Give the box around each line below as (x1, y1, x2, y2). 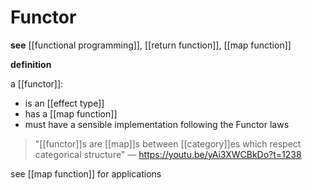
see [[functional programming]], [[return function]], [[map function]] (10, 39, 292, 51)
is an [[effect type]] (24, 97, 105, 109)
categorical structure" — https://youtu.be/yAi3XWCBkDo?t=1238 (34, 148, 302, 160)
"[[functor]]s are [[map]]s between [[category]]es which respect (34, 137, 302, 150)
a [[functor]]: (10, 77, 64, 90)
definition (10, 58, 52, 70)
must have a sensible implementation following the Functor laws (24, 118, 290, 130)
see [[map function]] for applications (10, 167, 162, 180)
